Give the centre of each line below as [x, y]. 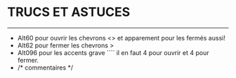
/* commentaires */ [45, 68]
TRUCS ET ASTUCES [69, 12]
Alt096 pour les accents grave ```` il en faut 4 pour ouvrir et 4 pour [113, 52]
